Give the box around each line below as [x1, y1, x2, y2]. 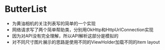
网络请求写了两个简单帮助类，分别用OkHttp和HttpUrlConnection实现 [12, 26, 154, 33]
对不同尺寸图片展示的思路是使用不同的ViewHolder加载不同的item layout [12, 39, 160, 45]
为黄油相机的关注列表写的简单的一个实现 [12, 20, 96, 26]
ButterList [5, 3, 47, 15]
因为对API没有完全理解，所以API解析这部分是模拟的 [12, 33, 119, 39]
